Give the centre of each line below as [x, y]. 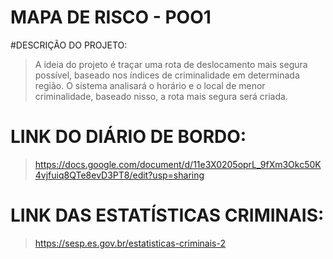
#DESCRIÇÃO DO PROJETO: [69, 45]
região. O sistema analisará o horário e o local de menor [150, 85]
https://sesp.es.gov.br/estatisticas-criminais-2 [130, 243]
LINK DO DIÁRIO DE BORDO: [128, 137]
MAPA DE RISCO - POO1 [111, 17]
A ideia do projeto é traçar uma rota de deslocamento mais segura [171, 64]
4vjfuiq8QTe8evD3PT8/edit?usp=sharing [119, 175]
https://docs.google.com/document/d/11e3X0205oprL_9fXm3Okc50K [178, 164]
